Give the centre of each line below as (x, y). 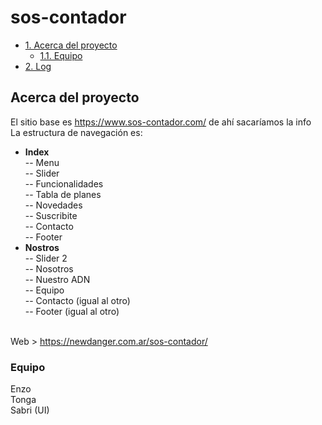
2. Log (38, 66)
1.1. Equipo (61, 55)
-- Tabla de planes (63, 194)
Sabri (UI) (30, 410)
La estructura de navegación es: (76, 132)
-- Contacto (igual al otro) (77, 300)
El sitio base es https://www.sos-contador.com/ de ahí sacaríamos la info (161, 122)
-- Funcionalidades (64, 183)
